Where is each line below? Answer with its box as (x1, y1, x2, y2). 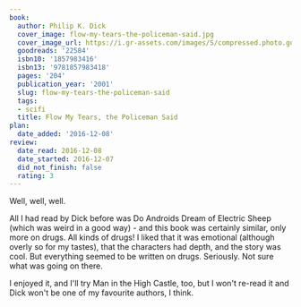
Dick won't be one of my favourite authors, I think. (9, 287, 194, 298)
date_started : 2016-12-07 (17, 154, 115, 164)
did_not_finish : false (17, 163, 102, 172)
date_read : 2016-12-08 (17, 146, 102, 155)
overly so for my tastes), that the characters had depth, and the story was (9, 242, 281, 252)
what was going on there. (9, 260, 103, 271)
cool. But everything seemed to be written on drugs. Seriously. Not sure (9, 252, 274, 262)
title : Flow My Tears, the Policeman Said (17, 113, 178, 122)
